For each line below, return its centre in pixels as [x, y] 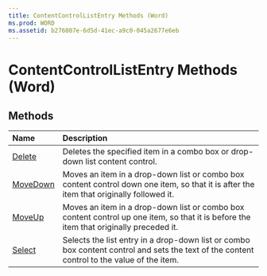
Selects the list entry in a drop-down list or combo [156, 240]
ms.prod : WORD [32, 23]
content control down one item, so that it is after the [159, 185]
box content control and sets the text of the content [158, 250]
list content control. [121, 161]
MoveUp [28, 217]
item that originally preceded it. [120, 227]
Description [85, 138]
